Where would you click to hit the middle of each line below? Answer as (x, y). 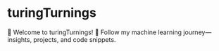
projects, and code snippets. (75, 39)
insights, (20, 39)
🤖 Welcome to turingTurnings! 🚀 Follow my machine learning (94, 32)
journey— (197, 32)
